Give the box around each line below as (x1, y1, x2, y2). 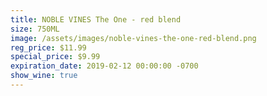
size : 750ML (10, 24, 60, 34)
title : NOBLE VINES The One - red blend (10, 14, 182, 25)
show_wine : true (10, 71, 78, 81)
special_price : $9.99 (10, 52, 101, 62)
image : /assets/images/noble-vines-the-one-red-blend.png (10, 33, 257, 43)
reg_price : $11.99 (10, 42, 87, 53)
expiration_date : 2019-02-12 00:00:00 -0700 (10, 61, 199, 71)
